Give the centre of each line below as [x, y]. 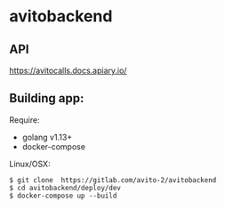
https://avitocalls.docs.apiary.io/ [68, 70]
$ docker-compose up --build [63, 196]
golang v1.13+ [47, 137]
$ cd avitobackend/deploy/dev [65, 188]
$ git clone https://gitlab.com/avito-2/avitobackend [113, 180]
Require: [24, 120]
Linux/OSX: [30, 164]
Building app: [47, 98]
